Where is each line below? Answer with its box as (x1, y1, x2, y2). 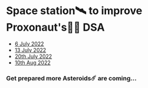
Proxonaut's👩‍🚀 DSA (6, 21, 105, 34)
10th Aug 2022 (14, 59, 51, 66)
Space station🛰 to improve (6, 4, 143, 18)
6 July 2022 (14, 40, 44, 47)
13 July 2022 (14, 46, 47, 53)
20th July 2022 (14, 53, 52, 60)
